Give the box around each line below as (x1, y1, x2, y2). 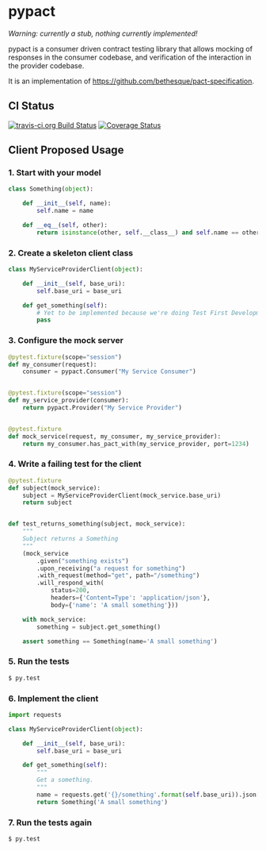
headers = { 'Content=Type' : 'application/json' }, (50, 594, 211, 602)
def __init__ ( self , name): (22, 199, 112, 208)
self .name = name (36, 207, 93, 215)
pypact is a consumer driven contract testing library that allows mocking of (8, 44, 253, 53)
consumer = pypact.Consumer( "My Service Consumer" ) (22, 368, 196, 375)
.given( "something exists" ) (36, 556, 129, 565)
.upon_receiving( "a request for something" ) (36, 564, 186, 572)
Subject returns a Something (22, 535, 119, 543)
